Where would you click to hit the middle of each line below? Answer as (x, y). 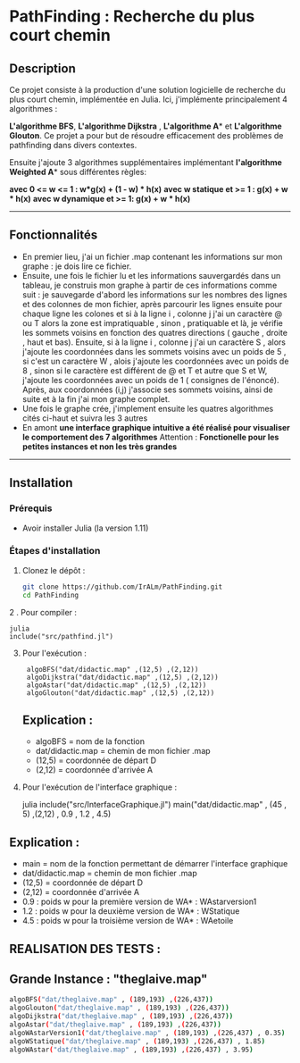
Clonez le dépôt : (54, 570)
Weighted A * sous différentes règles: (78, 172)
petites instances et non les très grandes (100, 446)
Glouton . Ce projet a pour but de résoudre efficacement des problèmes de (146, 135)
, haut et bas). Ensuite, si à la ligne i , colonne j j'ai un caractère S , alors (154, 342)
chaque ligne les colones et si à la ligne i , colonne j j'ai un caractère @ (152, 314)
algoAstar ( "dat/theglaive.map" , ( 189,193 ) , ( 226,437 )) (115, 1025)
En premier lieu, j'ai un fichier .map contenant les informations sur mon (152, 256)
